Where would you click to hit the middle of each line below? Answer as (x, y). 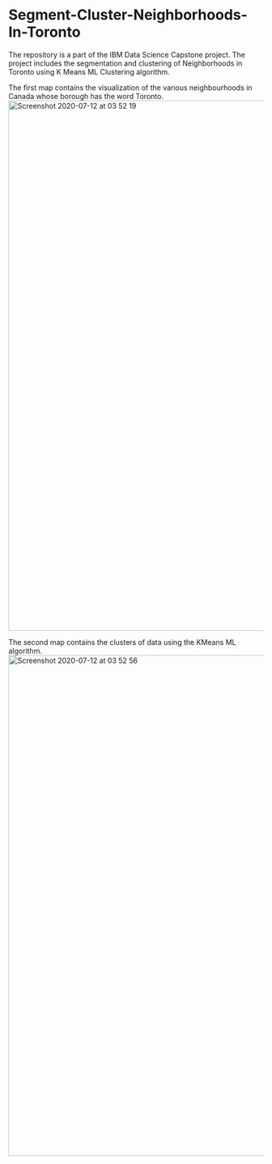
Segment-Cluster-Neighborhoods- (128, 15)
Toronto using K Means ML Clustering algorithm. (89, 71)
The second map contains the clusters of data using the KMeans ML (122, 642)
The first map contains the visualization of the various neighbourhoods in (130, 88)
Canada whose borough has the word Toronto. (86, 96)
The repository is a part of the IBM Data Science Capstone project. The (127, 54)
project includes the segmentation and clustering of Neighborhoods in (125, 63)
